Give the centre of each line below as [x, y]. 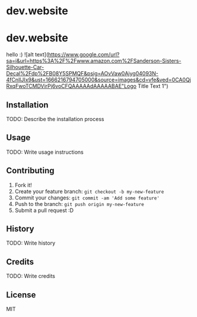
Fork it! [23, 185]
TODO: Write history [31, 243]
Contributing [30, 171]
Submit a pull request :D [44, 210]
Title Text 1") [153, 86]
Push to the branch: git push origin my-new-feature [79, 204]
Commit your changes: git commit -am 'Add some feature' [87, 198]
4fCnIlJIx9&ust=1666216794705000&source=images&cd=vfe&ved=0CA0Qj [99, 80]
